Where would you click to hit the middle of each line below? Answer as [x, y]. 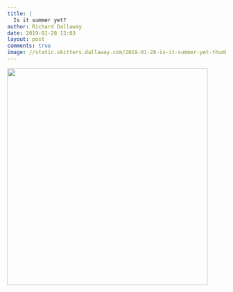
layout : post [26, 40]
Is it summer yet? [40, 20]
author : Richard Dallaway [44, 26]
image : [17, 53]
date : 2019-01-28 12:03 [42, 33]
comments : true [29, 46]
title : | [20, 14]
